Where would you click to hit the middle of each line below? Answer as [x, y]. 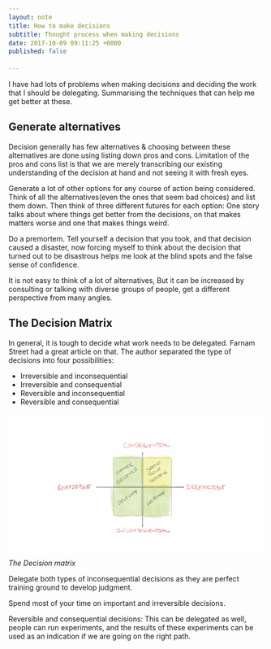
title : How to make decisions [60, 26]
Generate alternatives [65, 127]
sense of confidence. [44, 264]
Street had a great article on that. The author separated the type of [120, 351]
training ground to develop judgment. [71, 588]
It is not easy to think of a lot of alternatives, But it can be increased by [127, 280]
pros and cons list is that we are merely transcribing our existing [116, 163]
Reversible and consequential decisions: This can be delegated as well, [127, 619]
